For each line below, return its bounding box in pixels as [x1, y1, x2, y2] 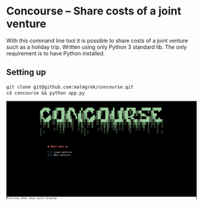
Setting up [6, 67, 47, 78]
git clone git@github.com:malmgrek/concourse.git [6, 84, 134, 90]
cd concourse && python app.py [6, 90, 85, 96]
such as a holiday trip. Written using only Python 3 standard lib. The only [6, 43, 187, 51]
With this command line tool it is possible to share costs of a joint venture [6, 37, 188, 44]
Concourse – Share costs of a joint [6, 4, 182, 18]
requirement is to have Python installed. [6, 49, 105, 57]
